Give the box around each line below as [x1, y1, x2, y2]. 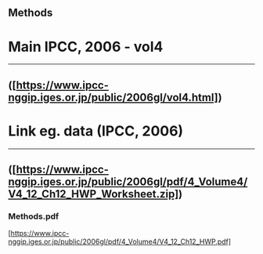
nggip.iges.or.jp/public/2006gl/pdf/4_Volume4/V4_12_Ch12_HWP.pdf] [8, 237, 232, 246]
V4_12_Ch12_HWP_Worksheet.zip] [8, 187, 179, 201]
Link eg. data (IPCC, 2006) [8, 122, 184, 140]
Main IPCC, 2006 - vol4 [8, 38, 164, 56]
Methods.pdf [8, 211, 59, 222]
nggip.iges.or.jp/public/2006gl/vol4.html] [8, 90, 218, 104]
